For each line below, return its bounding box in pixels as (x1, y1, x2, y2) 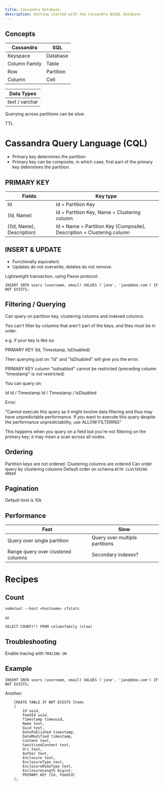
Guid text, (22, 725, 45, 730)
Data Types (9, 90, 37, 97)
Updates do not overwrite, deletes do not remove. (12, 264, 113, 269)
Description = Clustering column (56, 229, 130, 236)
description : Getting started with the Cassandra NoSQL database (5, 12, 141, 17)
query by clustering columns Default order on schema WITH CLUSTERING (5, 466, 148, 472)
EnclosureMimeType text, (22, 764, 73, 769)
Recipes (5, 574, 39, 585)
